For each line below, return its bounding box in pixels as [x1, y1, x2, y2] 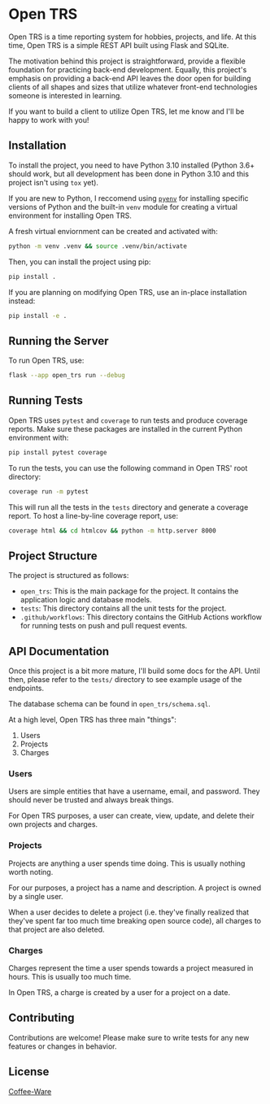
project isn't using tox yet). [8, 177, 99, 187]
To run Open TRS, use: [8, 355, 85, 366]
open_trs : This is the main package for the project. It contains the [20, 586, 239, 596]
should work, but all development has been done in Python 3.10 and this [8, 168, 250, 179]
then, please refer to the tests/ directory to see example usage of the [8, 675, 242, 685]
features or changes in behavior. [8, 1041, 117, 1051]
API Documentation [8, 644, 110, 658]
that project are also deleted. [8, 924, 105, 934]
